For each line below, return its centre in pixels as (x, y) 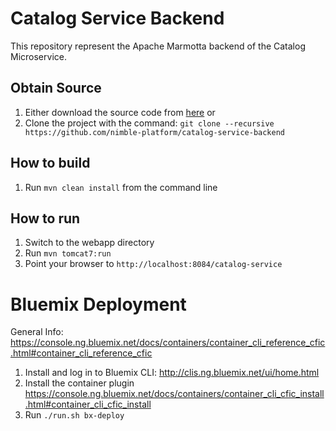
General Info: (37, 332)
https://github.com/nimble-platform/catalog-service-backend (155, 132)
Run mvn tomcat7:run (68, 253)
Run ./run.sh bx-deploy (74, 415)
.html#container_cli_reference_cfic (81, 353)
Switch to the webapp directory (89, 243)
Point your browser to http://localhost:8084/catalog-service (153, 264)
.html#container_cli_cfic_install (88, 404)
